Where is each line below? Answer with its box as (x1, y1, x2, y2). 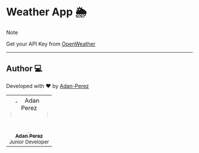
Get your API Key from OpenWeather (6, 40, 96, 47)
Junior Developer (9, 138, 49, 145)
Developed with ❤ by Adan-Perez (6, 82, 89, 89)
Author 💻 (6, 64, 43, 74)
